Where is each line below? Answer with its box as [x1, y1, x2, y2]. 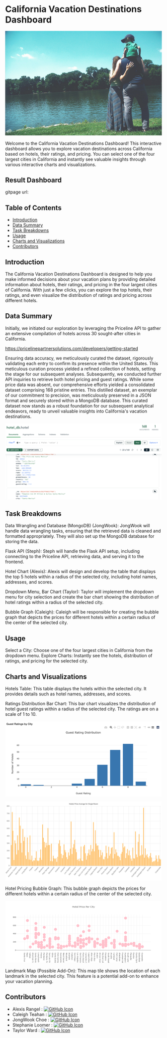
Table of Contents [5, 204, 62, 212]
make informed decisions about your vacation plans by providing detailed [5, 276, 156, 282]
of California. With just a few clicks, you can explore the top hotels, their [5, 287, 153, 293]
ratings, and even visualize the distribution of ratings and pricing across [5, 292, 152, 298]
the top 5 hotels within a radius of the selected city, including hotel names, [5, 574, 158, 580]
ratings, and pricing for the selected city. [5, 658, 88, 664]
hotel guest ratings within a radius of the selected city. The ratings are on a [5, 706, 159, 712]
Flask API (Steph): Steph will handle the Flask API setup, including [5, 548, 140, 554]
